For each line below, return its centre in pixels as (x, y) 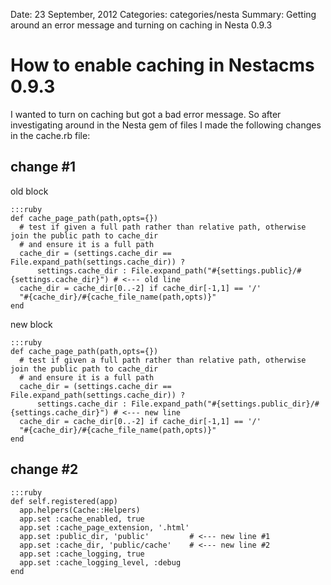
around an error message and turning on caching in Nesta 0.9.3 (141, 25)
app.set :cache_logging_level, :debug (100, 562)
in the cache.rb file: (50, 135)
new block (31, 324)
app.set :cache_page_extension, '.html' (104, 527)
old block (29, 191)
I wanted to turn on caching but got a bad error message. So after (146, 114)
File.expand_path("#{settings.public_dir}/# (225, 404)
